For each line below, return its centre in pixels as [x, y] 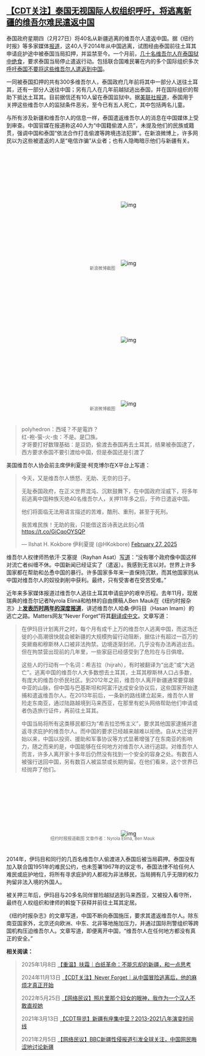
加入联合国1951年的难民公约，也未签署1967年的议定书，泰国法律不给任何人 [101, 867]
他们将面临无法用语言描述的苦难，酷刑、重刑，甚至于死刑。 [96, 511]
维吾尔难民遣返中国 [58, 22]
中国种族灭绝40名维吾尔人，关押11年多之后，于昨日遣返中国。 [115, 498]
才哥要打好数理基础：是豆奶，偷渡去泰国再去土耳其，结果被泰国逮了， [110, 444]
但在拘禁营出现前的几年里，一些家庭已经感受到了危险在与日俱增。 [104, 652]
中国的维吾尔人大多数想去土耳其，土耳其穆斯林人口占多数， [120, 672]
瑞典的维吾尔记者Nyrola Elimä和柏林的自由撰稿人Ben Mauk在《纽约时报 [96, 600]
